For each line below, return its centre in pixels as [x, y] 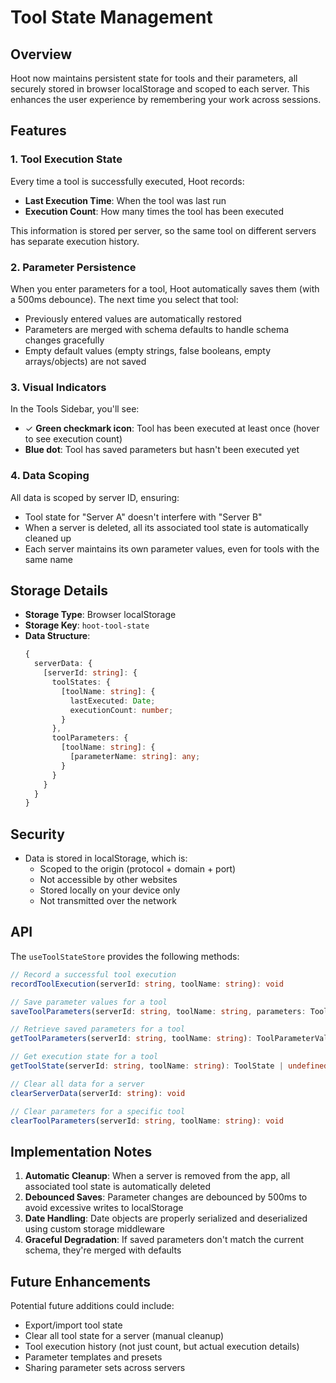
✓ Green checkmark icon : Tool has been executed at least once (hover [172, 428]
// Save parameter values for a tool [89, 1002]
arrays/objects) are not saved [85, 361]
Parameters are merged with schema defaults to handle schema [157, 329]
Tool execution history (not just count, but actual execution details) [162, 1347]
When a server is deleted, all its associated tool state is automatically [166, 527]
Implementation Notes [81, 1151]
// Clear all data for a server [77, 1084]
